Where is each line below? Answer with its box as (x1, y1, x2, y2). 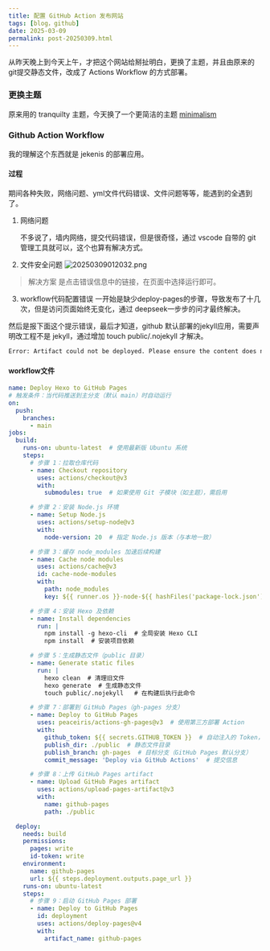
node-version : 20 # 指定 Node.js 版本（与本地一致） (43, 533, 215, 541)
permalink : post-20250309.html (8, 34, 113, 43)
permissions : (22, 838, 67, 846)
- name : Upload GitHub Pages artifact (29, 778, 160, 786)
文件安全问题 (19, 260, 63, 270)
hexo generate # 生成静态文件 (43, 681, 142, 690)
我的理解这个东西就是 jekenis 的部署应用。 (8, 149, 149, 158)
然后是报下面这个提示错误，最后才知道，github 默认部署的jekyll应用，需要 (8, 321, 253, 331)
